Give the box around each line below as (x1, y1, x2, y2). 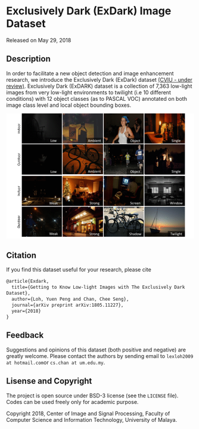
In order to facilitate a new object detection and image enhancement (6, 70, 174, 77)
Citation (6, 250, 37, 260)
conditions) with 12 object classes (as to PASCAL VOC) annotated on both (6, 95, 188, 102)
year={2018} (11, 308, 42, 314)
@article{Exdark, (6, 278, 49, 284)
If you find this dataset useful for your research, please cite (6, 266, 152, 273)
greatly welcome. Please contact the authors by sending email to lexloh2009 (6, 352, 194, 359)
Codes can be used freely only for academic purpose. (6, 398, 139, 405)
